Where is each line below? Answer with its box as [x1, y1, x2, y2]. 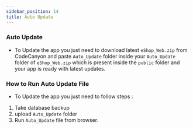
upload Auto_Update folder [14, 110, 78, 117]
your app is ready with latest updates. [14, 65, 106, 72]
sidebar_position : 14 [6, 8, 59, 15]
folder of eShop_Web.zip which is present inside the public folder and [14, 59, 180, 66]
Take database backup [14, 104, 70, 111]
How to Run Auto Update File [6, 79, 89, 88]
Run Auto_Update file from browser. [14, 117, 99, 124]
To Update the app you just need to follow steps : [14, 93, 133, 100]
